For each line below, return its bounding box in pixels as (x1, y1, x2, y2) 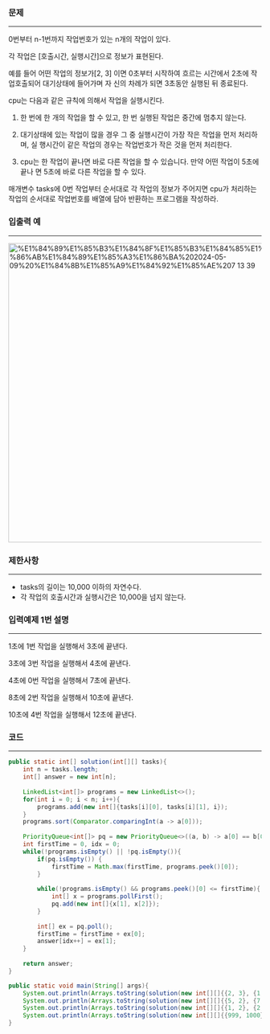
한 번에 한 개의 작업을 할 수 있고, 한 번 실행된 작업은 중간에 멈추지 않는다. (19, 112, 247, 122)
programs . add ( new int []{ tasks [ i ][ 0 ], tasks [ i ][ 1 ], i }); (37, 803, 228, 811)
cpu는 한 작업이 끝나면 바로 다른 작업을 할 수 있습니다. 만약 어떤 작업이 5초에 (19, 157, 260, 166)
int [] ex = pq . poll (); (37, 922, 113, 930)
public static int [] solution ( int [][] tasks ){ (8, 758, 167, 766)
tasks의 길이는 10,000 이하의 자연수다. (19, 582, 142, 591)
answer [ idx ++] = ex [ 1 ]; (37, 938, 117, 946)
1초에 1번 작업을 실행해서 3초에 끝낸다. (8, 641, 128, 652)
